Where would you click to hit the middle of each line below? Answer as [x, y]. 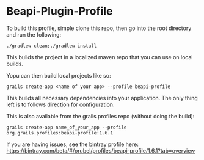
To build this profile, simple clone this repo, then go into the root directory [99, 28]
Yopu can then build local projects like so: [59, 75]
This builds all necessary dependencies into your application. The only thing [102, 98]
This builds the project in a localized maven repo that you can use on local [100, 57]
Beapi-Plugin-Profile [60, 11]
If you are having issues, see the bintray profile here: [72, 144]
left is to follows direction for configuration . [60, 104]
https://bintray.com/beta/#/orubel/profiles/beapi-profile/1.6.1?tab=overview [101, 150]
